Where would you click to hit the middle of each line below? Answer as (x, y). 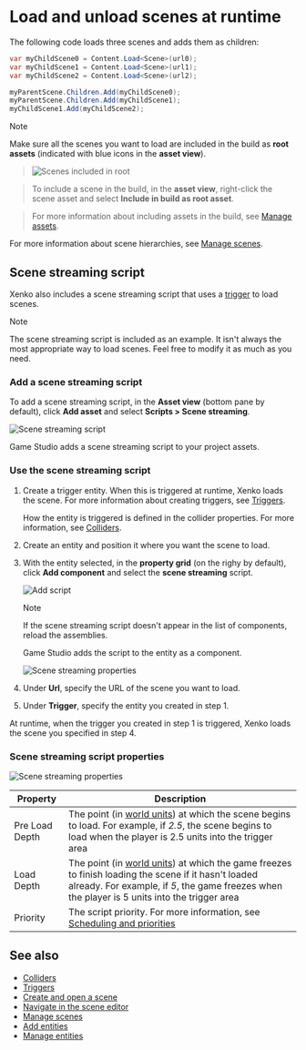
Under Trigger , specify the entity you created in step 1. (126, 705)
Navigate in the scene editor (76, 1006)
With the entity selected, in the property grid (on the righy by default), (154, 563)
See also (34, 956)
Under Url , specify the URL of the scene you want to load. (131, 688)
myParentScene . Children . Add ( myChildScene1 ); (95, 101)
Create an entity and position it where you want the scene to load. (146, 545)
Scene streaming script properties (87, 756)
